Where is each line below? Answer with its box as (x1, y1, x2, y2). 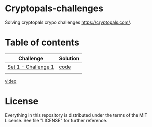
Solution (59, 55, 80, 62)
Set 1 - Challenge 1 (7, 63, 54, 70)
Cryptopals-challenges (5, 3, 104, 14)
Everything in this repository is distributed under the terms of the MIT (5, 112, 148, 118)
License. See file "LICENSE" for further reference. (5, 117, 108, 123)
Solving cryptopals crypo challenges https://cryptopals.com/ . (5, 19, 131, 25)
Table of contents (5, 37, 80, 48)
